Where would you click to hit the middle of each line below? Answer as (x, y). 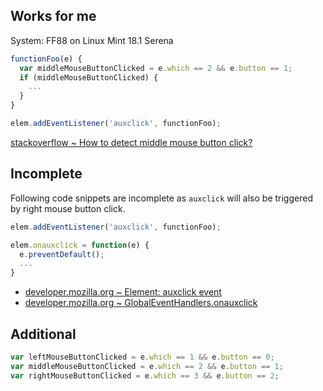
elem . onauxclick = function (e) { (80, 245)
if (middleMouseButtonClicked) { (89, 77)
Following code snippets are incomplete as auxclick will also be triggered (161, 198)
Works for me (53, 16)
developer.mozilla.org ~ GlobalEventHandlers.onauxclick (141, 303)
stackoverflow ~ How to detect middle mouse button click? (131, 142)
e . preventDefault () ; (62, 254)
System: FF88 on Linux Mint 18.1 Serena (92, 40)
